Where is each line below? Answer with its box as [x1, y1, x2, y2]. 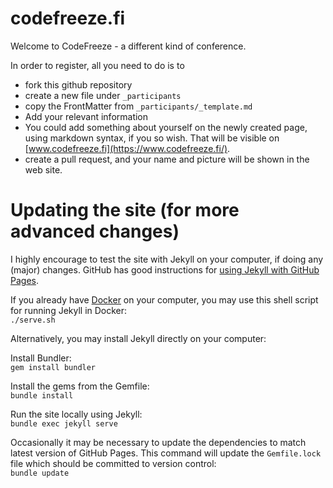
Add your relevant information [24, 110, 149, 122]
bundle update [10, 468, 70, 478]
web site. [24, 163, 63, 176]
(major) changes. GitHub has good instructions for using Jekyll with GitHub [10, 263, 320, 276]
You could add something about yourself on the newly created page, [24, 121, 308, 133]
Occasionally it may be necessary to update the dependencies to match [10, 436, 307, 448]
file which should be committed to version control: [10, 457, 217, 469]
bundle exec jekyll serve [10, 418, 118, 429]
